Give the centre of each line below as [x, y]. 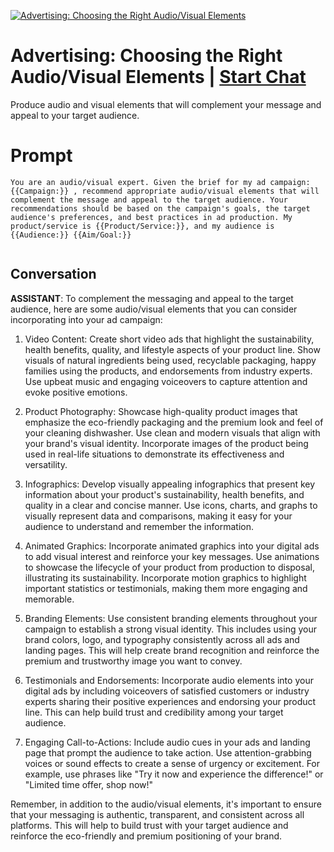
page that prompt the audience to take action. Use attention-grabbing [168, 752]
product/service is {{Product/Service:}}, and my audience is [142, 226]
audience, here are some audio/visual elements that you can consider [154, 309]
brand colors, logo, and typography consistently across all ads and [162, 639]
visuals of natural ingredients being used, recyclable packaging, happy [170, 360]
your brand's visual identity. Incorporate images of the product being [166, 443]
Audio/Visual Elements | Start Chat [158, 77]
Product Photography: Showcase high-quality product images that [161, 411]
